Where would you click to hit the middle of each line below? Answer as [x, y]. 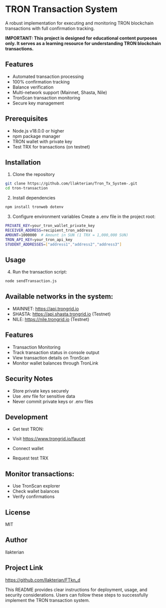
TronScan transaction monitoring [46, 97]
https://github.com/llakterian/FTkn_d [43, 580]
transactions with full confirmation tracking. [50, 28]
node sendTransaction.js [31, 281]
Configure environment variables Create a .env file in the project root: [84, 216]
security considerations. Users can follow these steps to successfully [77, 595]
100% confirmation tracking [41, 81]
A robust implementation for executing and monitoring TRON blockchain [79, 23]
